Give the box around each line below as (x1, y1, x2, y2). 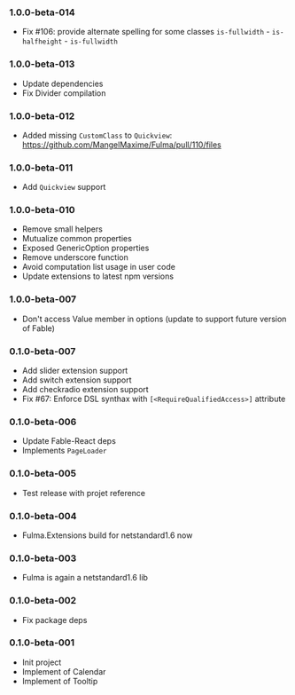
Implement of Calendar (21, 666, 106, 676)
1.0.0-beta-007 (9, 293, 77, 305)
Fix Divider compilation (21, 87, 106, 99)
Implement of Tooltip (21, 675, 98, 686)
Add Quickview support (21, 182, 106, 193)
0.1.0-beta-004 (9, 509, 77, 522)
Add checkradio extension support (21, 384, 149, 395)
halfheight (21, 37, 63, 46)
